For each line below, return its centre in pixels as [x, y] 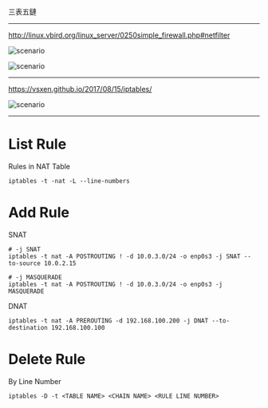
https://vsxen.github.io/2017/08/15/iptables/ [80, 89]
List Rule [37, 144]
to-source [25, 263]
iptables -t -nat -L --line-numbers [69, 181]
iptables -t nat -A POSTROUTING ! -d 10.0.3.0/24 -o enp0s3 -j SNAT [124, 256]
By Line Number [35, 381]
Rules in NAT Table [39, 166]
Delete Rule [47, 360]
